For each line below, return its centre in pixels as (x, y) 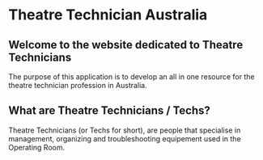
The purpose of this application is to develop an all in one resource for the (131, 77)
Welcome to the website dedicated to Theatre (126, 45)
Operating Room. (37, 147)
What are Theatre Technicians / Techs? (109, 111)
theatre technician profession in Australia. (78, 85)
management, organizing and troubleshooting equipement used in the (125, 138)
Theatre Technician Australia (108, 15)
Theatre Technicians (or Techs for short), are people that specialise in (125, 130)
